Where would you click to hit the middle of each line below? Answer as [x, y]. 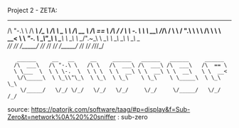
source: [18, 109]
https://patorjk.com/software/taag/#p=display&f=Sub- [111, 109]
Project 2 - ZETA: [33, 10]
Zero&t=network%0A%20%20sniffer [62, 117]
